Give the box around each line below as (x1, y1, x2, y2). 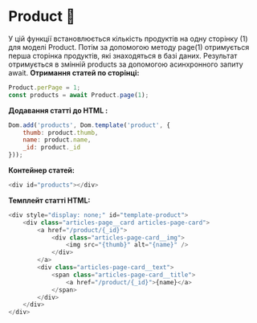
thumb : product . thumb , (22, 129, 99, 137)
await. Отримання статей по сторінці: (8, 67, 140, 77)
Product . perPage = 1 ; (8, 84, 81, 92)
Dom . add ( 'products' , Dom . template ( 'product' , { (8, 121, 171, 129)
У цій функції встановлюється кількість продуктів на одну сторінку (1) (8, 34, 248, 43)
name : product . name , (22, 136, 92, 144)
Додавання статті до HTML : (8, 105, 108, 115)
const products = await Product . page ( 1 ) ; (8, 91, 149, 99)
